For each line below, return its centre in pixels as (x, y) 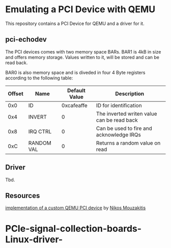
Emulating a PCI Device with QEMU (80, 9)
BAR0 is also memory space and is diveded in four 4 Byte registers (75, 72)
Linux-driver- (34, 239)
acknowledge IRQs (119, 134)
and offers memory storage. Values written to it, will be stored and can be (82, 57)
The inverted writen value (126, 114)
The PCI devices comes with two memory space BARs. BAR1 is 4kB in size (83, 51)
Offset (16, 94)
